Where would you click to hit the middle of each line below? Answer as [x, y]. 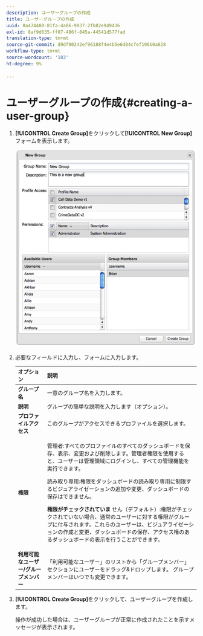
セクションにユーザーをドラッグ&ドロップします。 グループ [121, 569]
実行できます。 [66, 469]
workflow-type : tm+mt [34, 51]
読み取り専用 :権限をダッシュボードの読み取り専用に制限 [117, 481]
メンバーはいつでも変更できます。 [89, 577]
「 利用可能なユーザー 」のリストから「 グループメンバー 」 [118, 562]
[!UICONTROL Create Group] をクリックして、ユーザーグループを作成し [104, 599]
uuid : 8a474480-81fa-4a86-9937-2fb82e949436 [63, 25]
